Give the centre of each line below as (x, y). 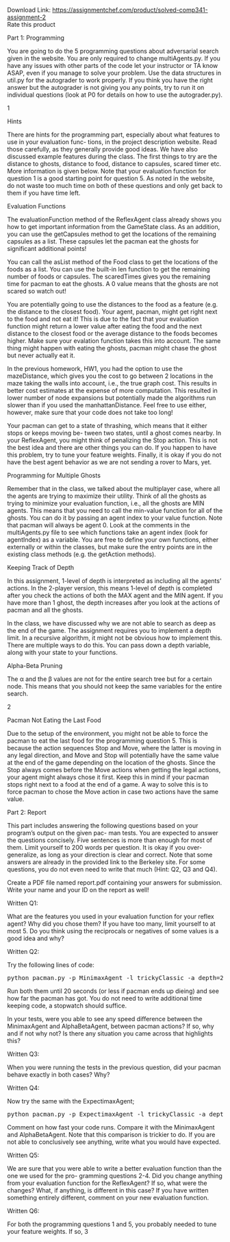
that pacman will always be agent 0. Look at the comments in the (99, 525)
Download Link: (29, 10)
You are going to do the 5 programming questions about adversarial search (113, 51)
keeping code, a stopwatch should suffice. (67, 1005)
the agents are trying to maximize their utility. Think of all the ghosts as (107, 496)
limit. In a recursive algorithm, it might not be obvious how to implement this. (115, 638)
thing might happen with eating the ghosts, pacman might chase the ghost (112, 348)
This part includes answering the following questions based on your (103, 825)
